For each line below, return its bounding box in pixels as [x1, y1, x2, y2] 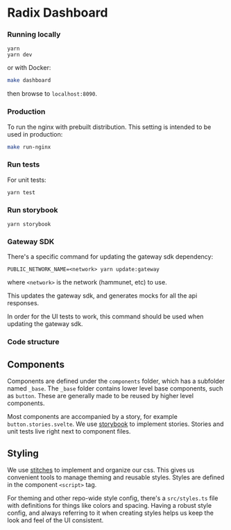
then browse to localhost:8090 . [7, 89, 97, 98]
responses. [7, 299, 40, 307]
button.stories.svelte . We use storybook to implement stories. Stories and [7, 420, 224, 428]
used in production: [7, 130, 63, 138]
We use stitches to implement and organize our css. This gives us [7, 465, 195, 474]
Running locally [7, 30, 61, 40]
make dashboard [7, 77, 51, 84]
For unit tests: [7, 176, 46, 184]
